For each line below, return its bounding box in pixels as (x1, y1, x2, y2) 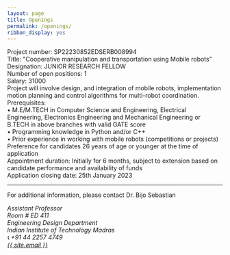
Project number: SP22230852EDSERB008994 (7, 48, 137, 56)
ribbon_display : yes (7, 29, 66, 36)
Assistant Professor (7, 204, 63, 213)
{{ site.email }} (7, 241, 48, 250)
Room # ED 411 (7, 211, 49, 219)
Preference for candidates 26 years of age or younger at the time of (7, 142, 199, 150)
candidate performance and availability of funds (7, 164, 142, 172)
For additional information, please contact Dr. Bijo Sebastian (7, 191, 176, 199)
